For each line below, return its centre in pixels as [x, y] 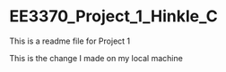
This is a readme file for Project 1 [70, 41]
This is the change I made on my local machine [96, 58]
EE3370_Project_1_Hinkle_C [113, 16]
